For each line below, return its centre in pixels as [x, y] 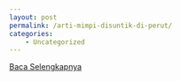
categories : [31, 33]
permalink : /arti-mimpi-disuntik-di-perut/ [91, 26]
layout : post [33, 17]
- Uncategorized [55, 42]
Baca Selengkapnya [46, 67]
